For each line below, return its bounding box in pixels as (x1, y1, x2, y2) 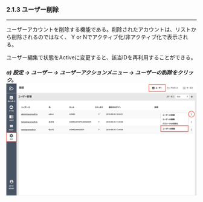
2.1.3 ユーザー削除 (6, 5, 59, 13)
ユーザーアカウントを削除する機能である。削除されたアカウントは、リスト (6, 26, 192, 33)
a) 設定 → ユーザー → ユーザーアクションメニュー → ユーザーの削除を (6, 68, 178, 76)
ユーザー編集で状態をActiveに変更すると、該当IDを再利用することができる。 (6, 54, 196, 61)
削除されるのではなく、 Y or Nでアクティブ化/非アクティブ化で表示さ (11, 33, 183, 41)
